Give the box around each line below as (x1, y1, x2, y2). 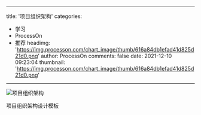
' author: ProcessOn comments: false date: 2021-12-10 (38, 52, 172, 59)
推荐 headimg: (14, 40, 51, 46)
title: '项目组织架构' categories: (6, 13, 83, 20)
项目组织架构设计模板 (6, 102, 59, 109)
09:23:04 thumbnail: (14, 59, 66, 66)
